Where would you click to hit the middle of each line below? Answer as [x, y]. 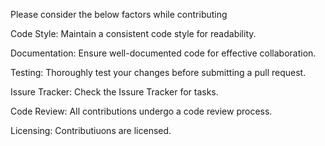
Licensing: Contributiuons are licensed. [91, 130]
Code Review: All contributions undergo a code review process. [141, 111]
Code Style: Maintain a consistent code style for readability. [133, 33]
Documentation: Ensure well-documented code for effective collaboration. [163, 53]
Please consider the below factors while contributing [119, 14]
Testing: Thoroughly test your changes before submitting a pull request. [158, 72]
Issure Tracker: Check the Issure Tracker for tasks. [114, 92]
